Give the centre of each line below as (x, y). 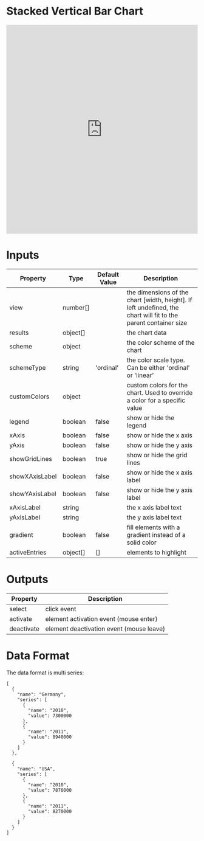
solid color (141, 542)
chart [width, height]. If (159, 300)
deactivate (24, 629)
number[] (76, 307)
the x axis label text (154, 507)
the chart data (147, 333)
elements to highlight (157, 552)
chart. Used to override (160, 392)
